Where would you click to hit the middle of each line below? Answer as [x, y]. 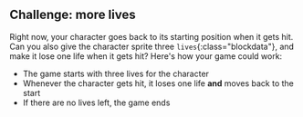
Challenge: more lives [73, 15]
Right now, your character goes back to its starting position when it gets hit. [151, 36]
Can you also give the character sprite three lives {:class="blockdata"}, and [152, 46]
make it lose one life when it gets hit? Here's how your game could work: [146, 56]
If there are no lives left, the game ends [96, 102]
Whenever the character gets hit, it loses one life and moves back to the [158, 83]
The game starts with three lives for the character [116, 73]
